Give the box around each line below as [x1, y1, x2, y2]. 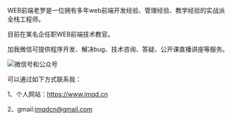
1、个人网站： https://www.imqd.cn [7, 90, 108, 98]
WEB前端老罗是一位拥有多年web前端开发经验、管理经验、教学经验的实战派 [7, 6, 226, 14]
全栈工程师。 [7, 15, 44, 23]
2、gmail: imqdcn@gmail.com [7, 105, 93, 113]
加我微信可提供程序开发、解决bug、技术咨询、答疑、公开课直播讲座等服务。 [7, 45, 229, 53]
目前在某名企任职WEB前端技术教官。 [7, 30, 114, 38]
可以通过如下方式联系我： [7, 75, 82, 83]
